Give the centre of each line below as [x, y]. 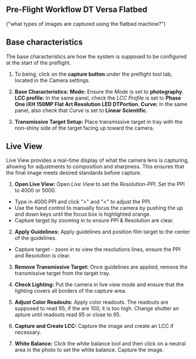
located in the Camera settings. [52, 80]
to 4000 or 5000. [35, 191]
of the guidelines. [35, 238]
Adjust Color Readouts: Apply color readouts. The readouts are [91, 302]
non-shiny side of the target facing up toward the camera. [84, 128]
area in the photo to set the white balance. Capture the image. [89, 350]
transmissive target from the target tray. [62, 273]
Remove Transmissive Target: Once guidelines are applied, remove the [101, 267]
